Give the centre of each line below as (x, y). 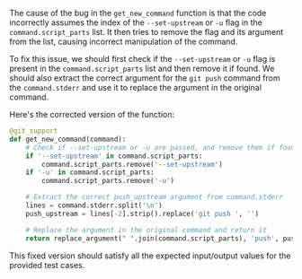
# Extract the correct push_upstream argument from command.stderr (154, 197)
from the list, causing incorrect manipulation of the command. (124, 41)
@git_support (34, 131)
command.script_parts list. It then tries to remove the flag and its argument (147, 32)
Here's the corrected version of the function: (92, 114)
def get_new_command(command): (68, 139)
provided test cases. (47, 265)
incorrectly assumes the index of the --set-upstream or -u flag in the (136, 22)
